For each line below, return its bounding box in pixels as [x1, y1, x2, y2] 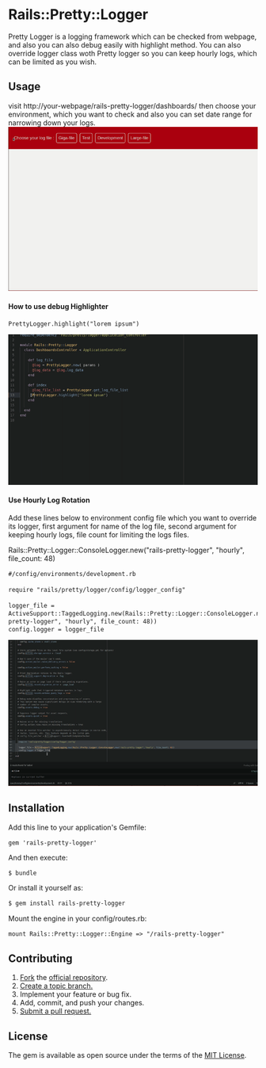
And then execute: [8, 852, 68, 862]
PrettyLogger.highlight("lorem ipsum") [8, 320, 140, 328]
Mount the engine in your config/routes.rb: [8, 914, 147, 924]
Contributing [8, 952, 73, 965]
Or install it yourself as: [8, 883, 83, 893]
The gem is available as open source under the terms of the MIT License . [8, 1050, 247, 1059]
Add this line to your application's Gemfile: [8, 822, 146, 832]
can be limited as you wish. [8, 57, 97, 67]
